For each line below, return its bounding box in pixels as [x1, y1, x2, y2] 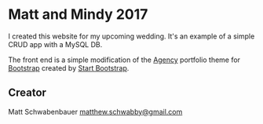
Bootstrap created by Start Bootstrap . [8, 63, 130, 72]
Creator [8, 86, 47, 100]
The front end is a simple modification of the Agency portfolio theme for [8, 55, 241, 64]
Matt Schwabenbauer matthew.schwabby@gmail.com [8, 107, 183, 116]
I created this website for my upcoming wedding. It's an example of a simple [8, 31, 255, 41]
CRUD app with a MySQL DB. [8, 39, 103, 49]
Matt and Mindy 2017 [8, 5, 148, 24]
